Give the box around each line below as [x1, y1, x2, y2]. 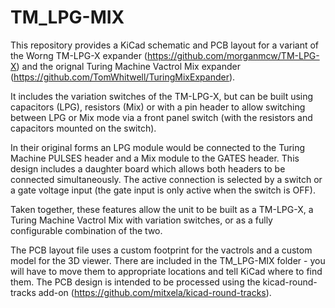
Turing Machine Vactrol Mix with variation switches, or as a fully [10, 214, 273, 226]
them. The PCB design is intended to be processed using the [10, 276, 261, 288]
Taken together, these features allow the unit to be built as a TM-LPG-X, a [10, 203, 314, 215]
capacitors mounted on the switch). [10, 122, 157, 134]
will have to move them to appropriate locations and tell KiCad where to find [10, 265, 323, 277]
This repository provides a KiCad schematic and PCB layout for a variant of [10, 39, 320, 51]
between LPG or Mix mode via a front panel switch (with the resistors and [10, 111, 313, 123]
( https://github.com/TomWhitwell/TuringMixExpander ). [10, 71, 236, 83]
